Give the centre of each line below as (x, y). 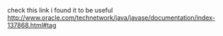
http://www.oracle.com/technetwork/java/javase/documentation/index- (111, 18)
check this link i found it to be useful (60, 10)
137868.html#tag (32, 25)
